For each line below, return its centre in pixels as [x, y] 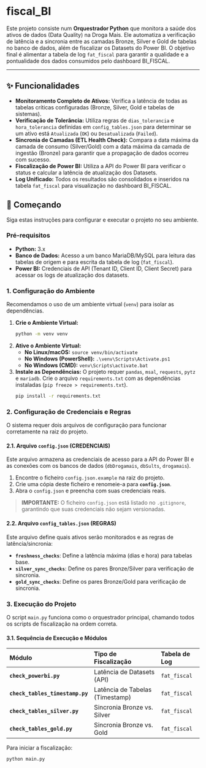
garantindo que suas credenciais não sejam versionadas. [93, 509]
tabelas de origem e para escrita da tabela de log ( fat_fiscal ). [94, 262]
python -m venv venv [41, 334]
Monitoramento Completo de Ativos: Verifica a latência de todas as [101, 101]
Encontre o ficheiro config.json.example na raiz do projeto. [90, 478]
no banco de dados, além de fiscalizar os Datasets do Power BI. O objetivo [101, 48]
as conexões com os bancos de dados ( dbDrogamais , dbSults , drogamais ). [99, 466]
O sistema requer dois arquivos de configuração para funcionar [86, 425]
